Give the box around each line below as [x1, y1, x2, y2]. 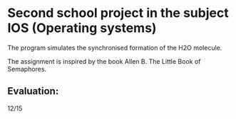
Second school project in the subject [7, 5, 230, 21]
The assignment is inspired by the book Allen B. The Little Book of [7, 57, 201, 65]
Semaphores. [7, 64, 47, 73]
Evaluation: [7, 85, 59, 97]
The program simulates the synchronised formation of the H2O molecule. [7, 43, 222, 52]
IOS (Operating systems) [7, 20, 157, 36]
